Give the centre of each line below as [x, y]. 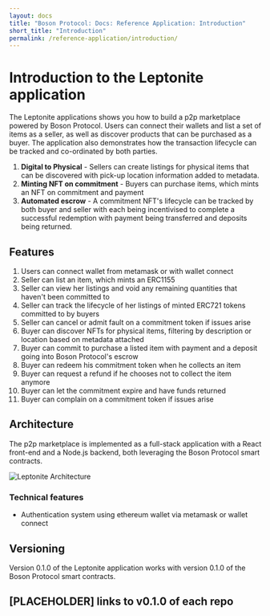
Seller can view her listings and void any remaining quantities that [129, 288]
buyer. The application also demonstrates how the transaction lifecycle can [133, 143]
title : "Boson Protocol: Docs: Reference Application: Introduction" [128, 23]
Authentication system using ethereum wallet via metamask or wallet [134, 515]
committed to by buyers [60, 314]
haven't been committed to [65, 297]
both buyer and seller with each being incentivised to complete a [128, 210]
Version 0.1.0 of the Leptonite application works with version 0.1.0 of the [127, 568]
